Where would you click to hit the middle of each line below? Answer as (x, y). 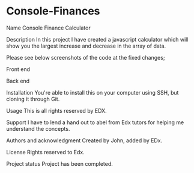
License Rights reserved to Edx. (46, 152)
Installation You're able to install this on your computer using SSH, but (92, 92)
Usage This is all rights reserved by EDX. (56, 110)
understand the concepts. (38, 128)
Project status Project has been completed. (59, 163)
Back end (18, 81)
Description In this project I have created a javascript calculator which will (97, 39)
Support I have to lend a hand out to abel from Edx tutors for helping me (95, 122)
